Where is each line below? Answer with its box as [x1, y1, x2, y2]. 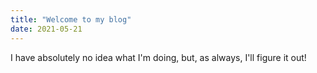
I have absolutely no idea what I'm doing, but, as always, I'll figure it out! [10, 51, 307, 63]
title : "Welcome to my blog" [10, 14, 132, 25]
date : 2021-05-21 [10, 24, 83, 34]
